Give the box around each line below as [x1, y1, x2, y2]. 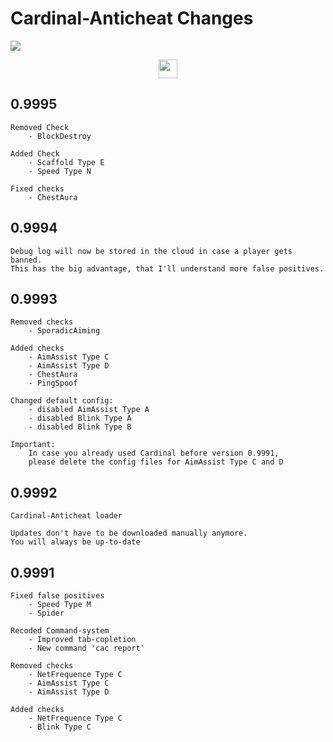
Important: [10, 440, 56, 450]
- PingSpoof [28, 378, 78, 389]
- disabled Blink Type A [28, 413, 132, 424]
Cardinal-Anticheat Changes [10, 7, 254, 30]
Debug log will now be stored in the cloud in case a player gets [10, 246, 293, 256]
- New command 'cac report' [28, 643, 145, 653]
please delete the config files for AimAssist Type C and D [28, 457, 284, 467]
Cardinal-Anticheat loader [10, 511, 123, 521]
